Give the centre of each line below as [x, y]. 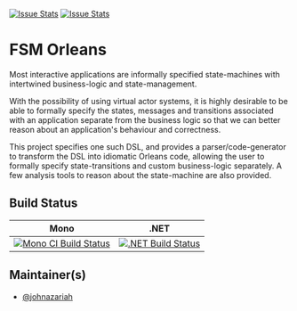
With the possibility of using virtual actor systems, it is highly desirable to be [149, 101]
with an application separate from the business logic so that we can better [145, 119]
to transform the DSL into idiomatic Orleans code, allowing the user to [137, 156]
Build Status [44, 204]
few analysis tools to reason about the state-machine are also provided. [140, 175]
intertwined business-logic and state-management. [103, 84]
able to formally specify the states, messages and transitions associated [141, 110]
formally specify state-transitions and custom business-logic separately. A [146, 166]
